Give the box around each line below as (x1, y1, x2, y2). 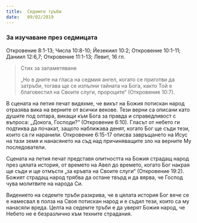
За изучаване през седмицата (6, 34, 98, 42)
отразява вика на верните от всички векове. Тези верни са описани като (6, 106, 190, 113)
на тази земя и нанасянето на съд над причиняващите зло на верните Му (6, 137, 192, 144)
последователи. (6, 144, 46, 151)
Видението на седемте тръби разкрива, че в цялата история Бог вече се (6, 191, 189, 198)
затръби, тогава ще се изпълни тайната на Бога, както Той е (20, 82, 172, 89)
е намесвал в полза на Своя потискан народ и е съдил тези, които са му (6, 198, 189, 205)
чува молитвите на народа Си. (6, 180, 84, 187)
